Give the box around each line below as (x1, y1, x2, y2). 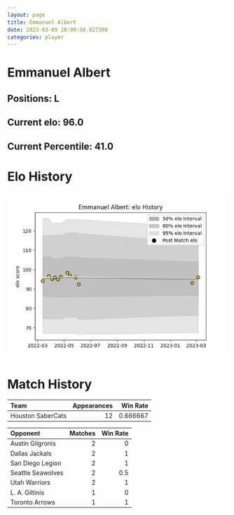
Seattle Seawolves (10, 469, 64, 477)
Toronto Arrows (10, 497, 55, 506)
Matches (69, 429, 96, 438)
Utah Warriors (10, 478, 51, 487)
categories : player (7, 34, 64, 41)
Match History (7, 376, 92, 392)
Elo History (7, 169, 73, 184)
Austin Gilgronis (10, 439, 56, 448)
